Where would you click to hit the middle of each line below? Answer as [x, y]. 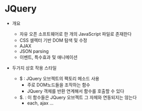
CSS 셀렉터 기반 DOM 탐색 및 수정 [53, 40]
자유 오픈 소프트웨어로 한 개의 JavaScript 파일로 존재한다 [76, 34]
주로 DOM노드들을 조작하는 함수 [59, 85]
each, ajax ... [40, 103]
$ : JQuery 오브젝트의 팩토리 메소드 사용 [59, 78]
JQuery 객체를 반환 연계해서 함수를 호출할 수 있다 [76, 91]
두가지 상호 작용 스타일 [34, 68]
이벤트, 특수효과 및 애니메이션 [48, 57]
